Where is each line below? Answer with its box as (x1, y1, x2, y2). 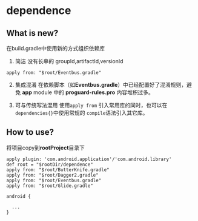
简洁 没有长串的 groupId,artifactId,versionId (15, 58, 124, 64)
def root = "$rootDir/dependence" (6, 161, 94, 168)
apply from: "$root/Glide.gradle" (6, 183, 94, 189)
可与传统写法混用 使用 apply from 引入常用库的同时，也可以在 (15, 101, 168, 109)
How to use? (6, 127, 54, 137)
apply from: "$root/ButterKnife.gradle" (6, 166, 110, 173)
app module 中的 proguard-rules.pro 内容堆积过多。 (22, 89, 154, 96)
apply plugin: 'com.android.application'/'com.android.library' (6, 156, 172, 162)
